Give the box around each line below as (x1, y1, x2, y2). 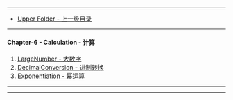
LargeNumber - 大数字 (17, 54, 82, 63)
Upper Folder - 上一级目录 (17, 14, 92, 23)
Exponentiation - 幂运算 (17, 72, 85, 80)
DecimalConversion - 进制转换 (17, 63, 104, 72)
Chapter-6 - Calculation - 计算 (7, 38, 95, 46)
